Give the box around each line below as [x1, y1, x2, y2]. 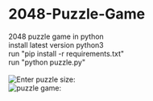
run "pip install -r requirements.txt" [8, 48, 125, 58]
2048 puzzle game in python [8, 32, 105, 41]
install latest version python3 [8, 40, 104, 49]
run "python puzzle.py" [8, 57, 86, 67]
